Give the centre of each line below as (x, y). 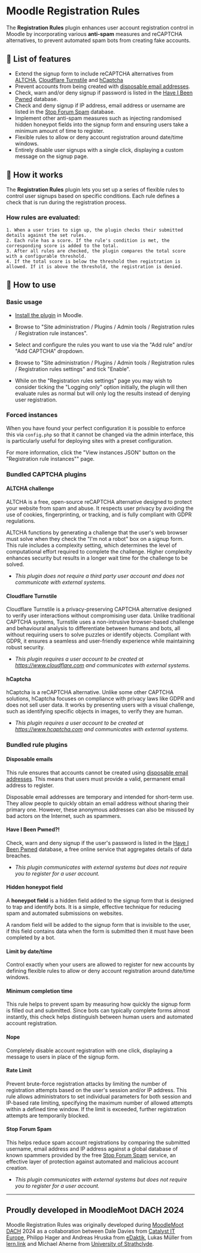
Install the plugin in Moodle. (49, 315)
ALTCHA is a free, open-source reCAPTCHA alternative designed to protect (99, 501)
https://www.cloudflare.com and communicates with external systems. (102, 665)
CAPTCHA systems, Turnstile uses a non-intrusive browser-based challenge (100, 622)
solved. (15, 564)
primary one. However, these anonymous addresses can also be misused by (100, 810)
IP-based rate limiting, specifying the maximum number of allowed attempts (100, 1103)
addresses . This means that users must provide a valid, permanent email (96, 778)
